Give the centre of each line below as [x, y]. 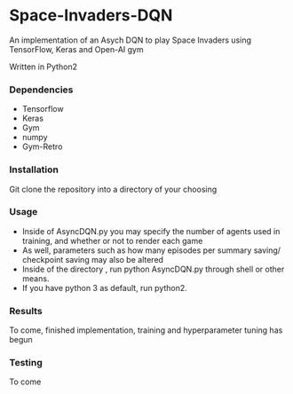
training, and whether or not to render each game [112, 240]
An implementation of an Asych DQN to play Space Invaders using [130, 40]
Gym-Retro [42, 146]
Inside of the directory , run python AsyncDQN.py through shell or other [153, 269]
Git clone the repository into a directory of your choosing [113, 189]
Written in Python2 [44, 67]
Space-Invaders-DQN [91, 16]
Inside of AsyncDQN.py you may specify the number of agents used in [151, 231]
